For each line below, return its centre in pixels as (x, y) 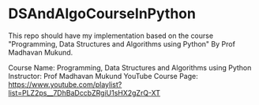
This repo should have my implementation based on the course (111, 36)
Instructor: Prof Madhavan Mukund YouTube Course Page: (103, 76)
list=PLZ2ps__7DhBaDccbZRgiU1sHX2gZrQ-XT (84, 92)
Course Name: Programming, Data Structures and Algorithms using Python (130, 67)
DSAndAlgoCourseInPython (102, 14)
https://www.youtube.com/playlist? (65, 84)
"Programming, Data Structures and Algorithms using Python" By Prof (122, 43)
